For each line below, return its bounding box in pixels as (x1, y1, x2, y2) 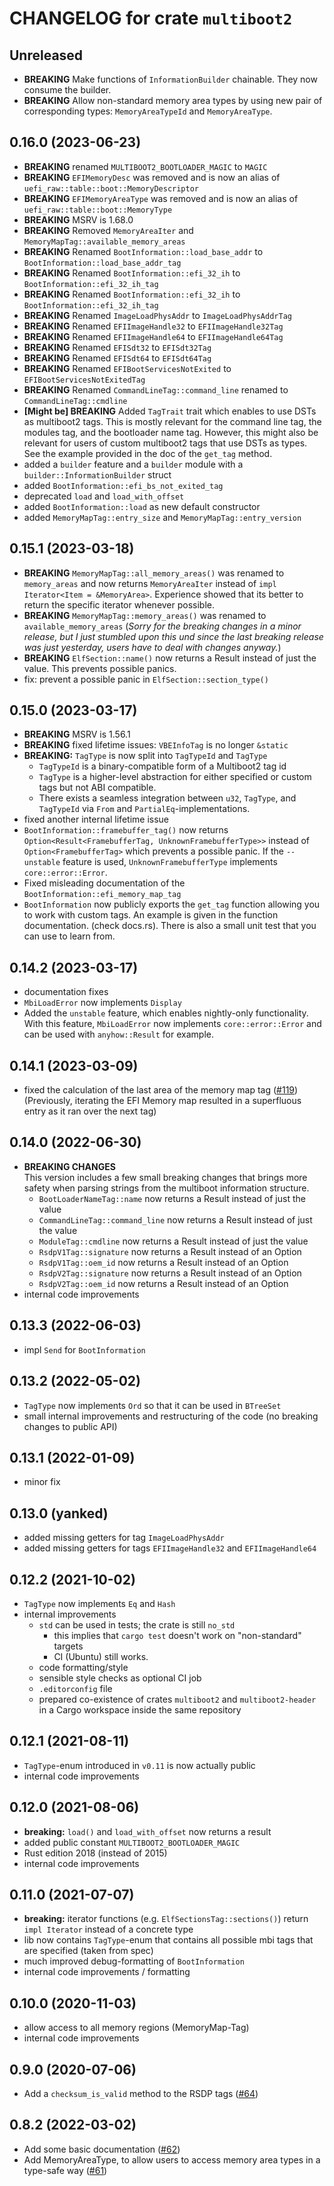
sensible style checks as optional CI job (38, 1672, 202, 1684)
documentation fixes (23, 986, 109, 998)
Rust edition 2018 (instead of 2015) (23, 1847, 168, 1859)
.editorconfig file (38, 1682, 113, 1694)
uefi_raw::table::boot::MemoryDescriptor (23, 183, 199, 194)
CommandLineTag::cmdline (23, 396, 128, 406)
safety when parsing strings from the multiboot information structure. (23, 1182, 310, 1194)
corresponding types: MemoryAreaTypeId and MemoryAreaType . (23, 105, 273, 117)
